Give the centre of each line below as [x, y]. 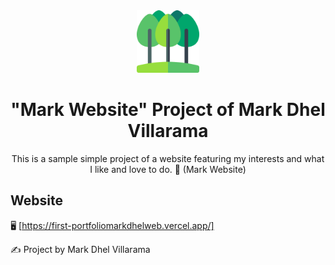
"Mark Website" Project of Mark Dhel [168, 110]
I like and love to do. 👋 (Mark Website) [168, 169]
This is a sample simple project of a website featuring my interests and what [168, 158]
